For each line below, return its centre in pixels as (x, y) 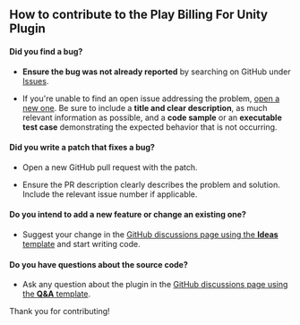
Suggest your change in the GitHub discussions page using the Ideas (150, 235)
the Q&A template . (56, 294)
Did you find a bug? (46, 51)
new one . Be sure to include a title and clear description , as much (145, 107)
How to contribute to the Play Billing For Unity (139, 15)
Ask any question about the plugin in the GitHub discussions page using (155, 285)
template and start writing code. (81, 244)
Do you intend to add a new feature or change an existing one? (128, 215)
